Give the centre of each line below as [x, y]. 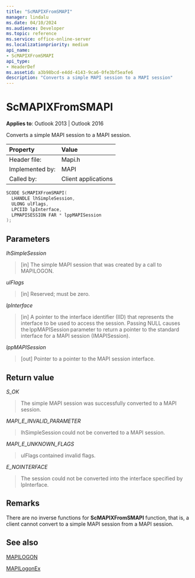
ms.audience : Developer [35, 28]
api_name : [18, 50]
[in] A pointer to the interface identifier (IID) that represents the [97, 317]
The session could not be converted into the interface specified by [102, 478]
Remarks [23, 504]
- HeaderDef [21, 67]
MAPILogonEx [23, 568]
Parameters [28, 239]
